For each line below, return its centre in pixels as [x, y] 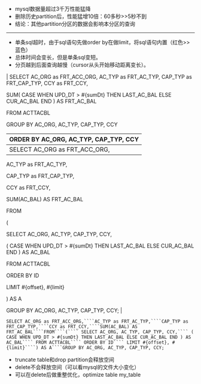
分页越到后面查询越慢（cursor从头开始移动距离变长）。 [82, 65]
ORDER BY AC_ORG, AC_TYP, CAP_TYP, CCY [74, 139]
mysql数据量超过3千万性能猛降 [53, 9]
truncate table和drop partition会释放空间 [65, 360]
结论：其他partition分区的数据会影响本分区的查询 [75, 24]
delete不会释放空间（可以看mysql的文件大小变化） [77, 367]
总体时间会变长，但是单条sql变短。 [58, 57]
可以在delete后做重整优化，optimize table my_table [78, 375]
